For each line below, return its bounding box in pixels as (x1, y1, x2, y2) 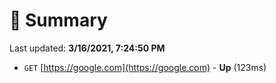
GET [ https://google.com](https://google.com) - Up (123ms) (23, 61, 267, 73)
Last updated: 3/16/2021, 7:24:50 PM (9, 42, 166, 54)
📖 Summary (9, 9, 108, 32)
